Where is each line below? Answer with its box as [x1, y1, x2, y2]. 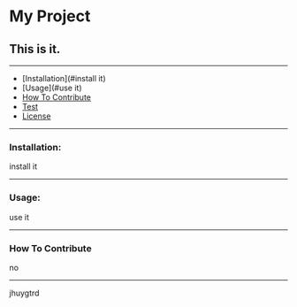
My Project [9, 6, 91, 27]
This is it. [9, 42, 61, 57]
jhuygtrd [9, 288, 40, 298]
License [21, 111, 51, 121]
